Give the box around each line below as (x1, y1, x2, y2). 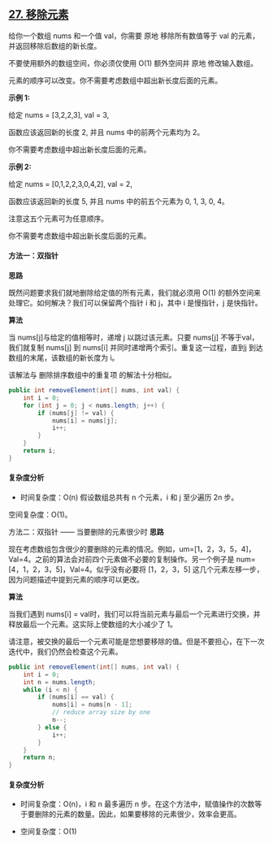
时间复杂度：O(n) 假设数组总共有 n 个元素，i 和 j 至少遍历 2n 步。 (19, 492, 239, 502)
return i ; (23, 447, 57, 455)
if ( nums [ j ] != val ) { (37, 409, 115, 417)
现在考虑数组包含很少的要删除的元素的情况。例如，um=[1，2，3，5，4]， (8, 543, 256, 554)
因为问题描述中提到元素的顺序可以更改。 (8, 574, 144, 584)
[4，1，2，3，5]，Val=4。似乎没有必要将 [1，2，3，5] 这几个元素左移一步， (8, 564, 264, 574)
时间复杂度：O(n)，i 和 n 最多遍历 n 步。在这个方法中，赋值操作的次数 (19, 799, 255, 809)
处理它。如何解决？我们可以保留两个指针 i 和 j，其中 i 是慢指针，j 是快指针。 (8, 298, 262, 308)
